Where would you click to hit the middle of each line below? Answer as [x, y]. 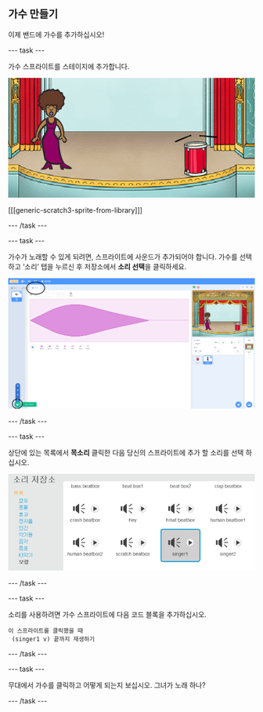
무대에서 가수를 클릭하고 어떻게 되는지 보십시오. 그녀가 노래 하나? [107, 685]
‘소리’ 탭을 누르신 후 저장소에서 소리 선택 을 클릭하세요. [104, 266]
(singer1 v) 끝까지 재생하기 [53, 639]
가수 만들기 [33, 14]
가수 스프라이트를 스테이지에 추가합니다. [69, 66]
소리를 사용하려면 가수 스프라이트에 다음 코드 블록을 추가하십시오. [108, 614]
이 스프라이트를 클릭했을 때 [46, 630]
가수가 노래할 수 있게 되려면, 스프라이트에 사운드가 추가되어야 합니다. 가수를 [123, 257]
